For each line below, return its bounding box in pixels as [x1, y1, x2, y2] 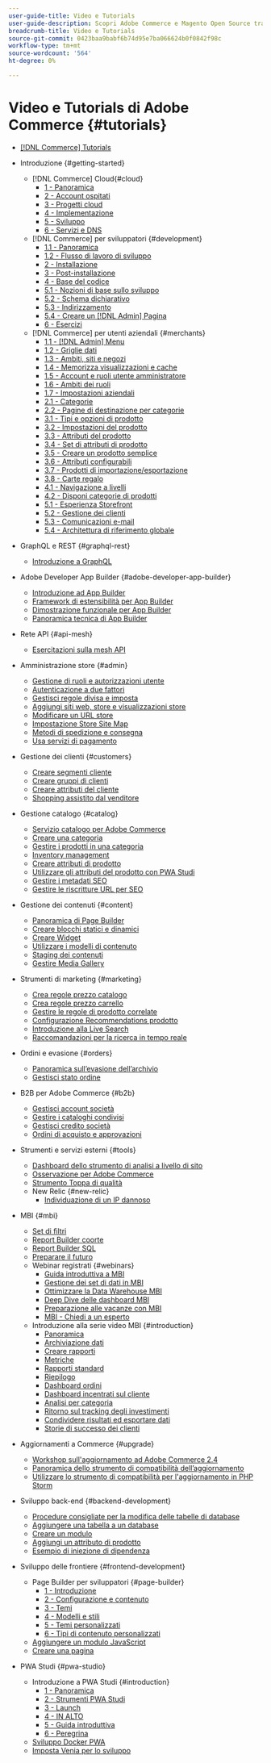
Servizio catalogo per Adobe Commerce [31, 824, 166, 833]
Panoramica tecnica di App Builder [31, 613, 148, 623]
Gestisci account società [31, 1103, 115, 1113]
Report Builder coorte [31, 1235, 104, 1244]
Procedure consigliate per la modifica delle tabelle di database [31, 1511, 240, 1521]
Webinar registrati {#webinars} [31, 1260, 135, 1270]
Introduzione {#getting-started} [19, 158, 125, 168]
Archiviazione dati [44, 1337, 105, 1347]
